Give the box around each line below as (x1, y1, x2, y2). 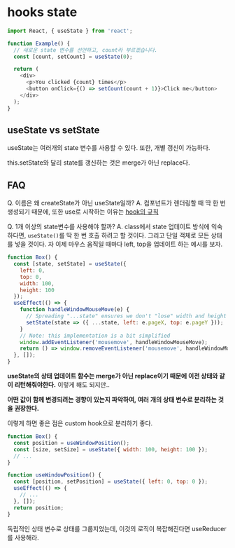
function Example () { (7, 40, 71, 47)
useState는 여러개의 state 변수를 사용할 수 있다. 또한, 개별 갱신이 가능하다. (7, 144, 211, 152)
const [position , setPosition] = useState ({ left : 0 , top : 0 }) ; (13, 478, 208, 486)
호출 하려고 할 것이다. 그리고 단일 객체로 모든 (88, 231, 210, 240)
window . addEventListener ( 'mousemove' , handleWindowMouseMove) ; (20, 338, 208, 345)
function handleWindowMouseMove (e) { (20, 306, 130, 313)
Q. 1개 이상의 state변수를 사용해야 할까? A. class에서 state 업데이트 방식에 (7, 222, 210, 231)
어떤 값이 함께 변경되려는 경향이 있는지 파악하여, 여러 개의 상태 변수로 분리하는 (7, 395, 217, 404)
